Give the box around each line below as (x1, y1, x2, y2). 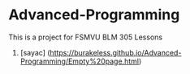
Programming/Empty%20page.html (19, 56, 140, 66)
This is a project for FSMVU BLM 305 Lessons (8, 32, 163, 42)
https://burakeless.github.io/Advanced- (50, 47, 182, 57)
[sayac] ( (19, 47, 50, 57)
